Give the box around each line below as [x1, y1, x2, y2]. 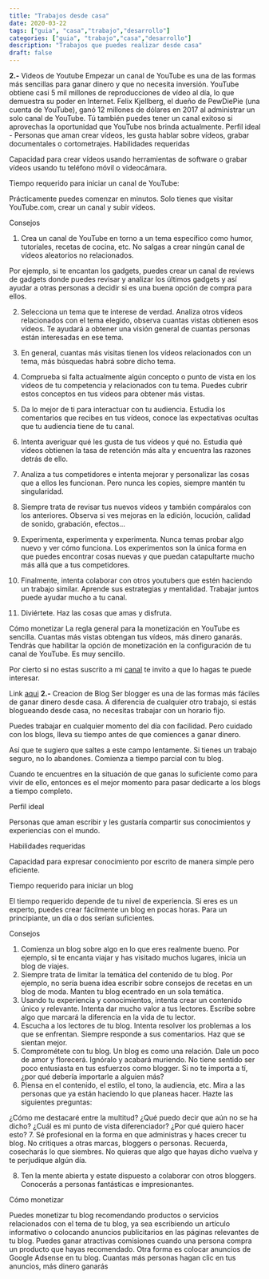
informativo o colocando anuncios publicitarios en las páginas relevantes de [9, 1228, 259, 1237]
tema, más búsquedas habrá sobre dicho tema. [20, 357, 176, 366]
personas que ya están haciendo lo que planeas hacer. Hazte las [20, 1089, 234, 1098]
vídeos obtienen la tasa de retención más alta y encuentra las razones [20, 446, 251, 455]
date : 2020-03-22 [9, 19, 67, 27]
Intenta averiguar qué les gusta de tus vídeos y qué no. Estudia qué [20, 437, 243, 447]
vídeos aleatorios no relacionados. [20, 251, 134, 260]
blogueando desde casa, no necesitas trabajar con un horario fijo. [9, 706, 226, 715]
